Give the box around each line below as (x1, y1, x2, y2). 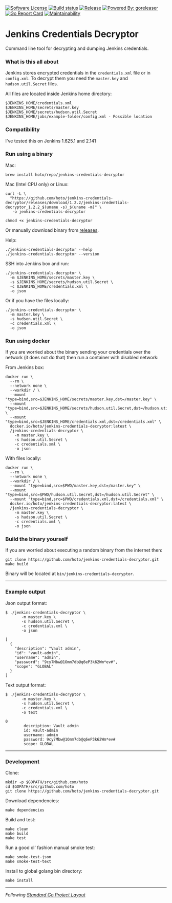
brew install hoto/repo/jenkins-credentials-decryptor (5, 172, 125, 177)
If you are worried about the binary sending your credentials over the (5, 349, 151, 355)
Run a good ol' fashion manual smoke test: (5, 844, 95, 851)
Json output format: (5, 600, 47, 606)
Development (5, 758, 40, 765)
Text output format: (5, 681, 46, 688)
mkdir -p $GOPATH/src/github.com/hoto (5, 780, 88, 785)
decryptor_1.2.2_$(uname (5, 205, 58, 210)
